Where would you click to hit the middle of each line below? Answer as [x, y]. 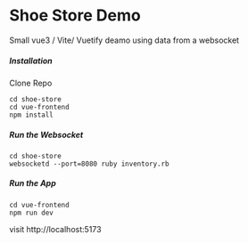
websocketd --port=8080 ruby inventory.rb [89, 164]
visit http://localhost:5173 [55, 229]
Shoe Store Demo [75, 16]
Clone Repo [31, 83]
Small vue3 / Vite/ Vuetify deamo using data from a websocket [124, 40]
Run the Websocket [46, 134]
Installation [31, 61]
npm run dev [31, 213]
